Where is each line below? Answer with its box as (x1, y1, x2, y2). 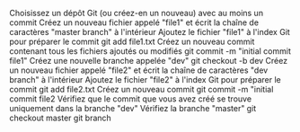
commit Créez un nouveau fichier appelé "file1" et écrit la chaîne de (9, 17, 259, 28)
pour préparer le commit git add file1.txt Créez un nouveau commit (9, 36, 255, 47)
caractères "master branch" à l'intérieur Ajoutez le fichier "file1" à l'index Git (9, 27, 290, 37)
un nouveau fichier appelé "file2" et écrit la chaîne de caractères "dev (9, 65, 269, 75)
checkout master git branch (9, 112, 112, 123)
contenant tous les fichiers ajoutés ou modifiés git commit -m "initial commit (9, 46, 292, 57)
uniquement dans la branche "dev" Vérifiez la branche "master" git (9, 103, 257, 113)
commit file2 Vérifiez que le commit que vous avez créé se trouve (9, 93, 252, 104)
